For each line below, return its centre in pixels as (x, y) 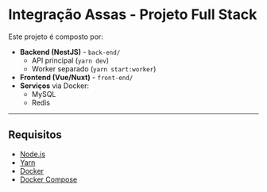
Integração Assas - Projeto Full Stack (133, 15)
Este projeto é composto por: (56, 36)
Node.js (33, 154)
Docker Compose (48, 179)
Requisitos (35, 135)
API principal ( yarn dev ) (70, 60)
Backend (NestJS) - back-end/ (70, 52)
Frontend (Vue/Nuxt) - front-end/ (76, 77)
